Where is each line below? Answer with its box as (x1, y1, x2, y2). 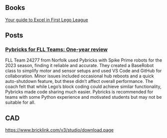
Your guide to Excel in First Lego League (5, 16, 88, 23)
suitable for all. (5, 99, 36, 105)
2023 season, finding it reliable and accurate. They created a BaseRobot (5, 63, 154, 69)
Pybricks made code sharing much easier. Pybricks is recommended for (5, 89, 154, 95)
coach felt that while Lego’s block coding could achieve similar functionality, (5, 83, 162, 90)
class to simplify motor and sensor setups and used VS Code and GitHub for (5, 68, 162, 74)
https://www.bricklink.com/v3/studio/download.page (5, 127, 114, 133)
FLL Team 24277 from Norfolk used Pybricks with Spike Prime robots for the (5, 57, 163, 63)
